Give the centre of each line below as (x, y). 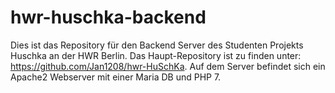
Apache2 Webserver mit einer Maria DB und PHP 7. (116, 77)
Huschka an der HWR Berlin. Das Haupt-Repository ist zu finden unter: (156, 55)
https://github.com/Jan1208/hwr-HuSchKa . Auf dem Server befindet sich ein (168, 66)
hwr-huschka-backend (108, 17)
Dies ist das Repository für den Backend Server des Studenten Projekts (157, 45)
